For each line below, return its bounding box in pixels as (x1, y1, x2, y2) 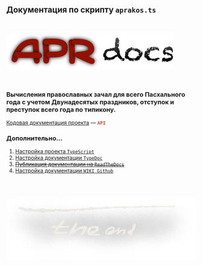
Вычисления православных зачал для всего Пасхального (6, 90, 186, 98)
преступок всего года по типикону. (6, 105, 116, 113)
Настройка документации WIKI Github (15, 167, 114, 174)
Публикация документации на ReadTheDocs (15, 161, 125, 168)
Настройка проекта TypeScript (15, 148, 95, 155)
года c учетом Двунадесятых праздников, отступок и (6, 98, 174, 106)
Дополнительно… (6, 134, 63, 142)
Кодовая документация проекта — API (6, 119, 106, 126)
